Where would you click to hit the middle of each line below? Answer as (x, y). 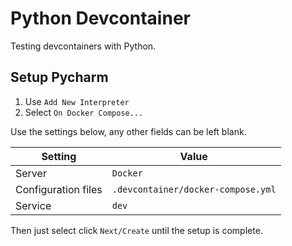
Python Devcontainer (100, 18)
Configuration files (59, 189)
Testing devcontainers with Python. (83, 46)
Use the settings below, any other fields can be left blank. (128, 131)
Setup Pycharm (59, 77)
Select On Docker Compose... (84, 112)
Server (31, 173)
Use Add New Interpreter (77, 101)
